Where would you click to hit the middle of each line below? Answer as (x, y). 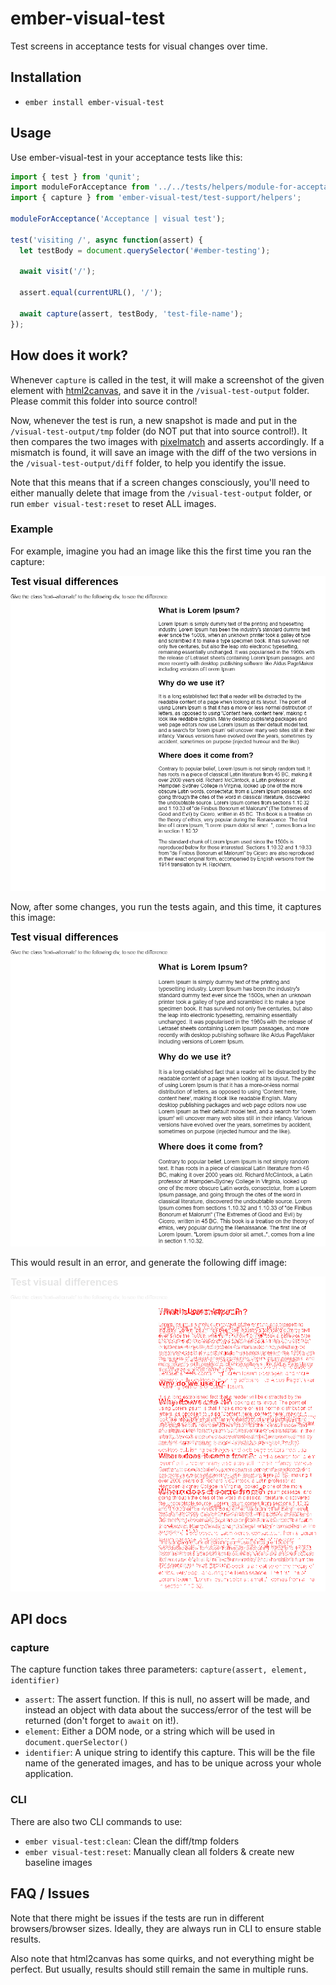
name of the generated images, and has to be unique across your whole (173, 1763)
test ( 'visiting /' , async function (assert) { (106, 240)
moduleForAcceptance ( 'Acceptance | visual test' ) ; (118, 219)
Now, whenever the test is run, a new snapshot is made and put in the (154, 420)
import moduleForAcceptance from (80, 187)
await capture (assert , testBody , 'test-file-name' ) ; (131, 313)
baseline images (58, 1862)
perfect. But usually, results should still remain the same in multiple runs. (159, 1969)
